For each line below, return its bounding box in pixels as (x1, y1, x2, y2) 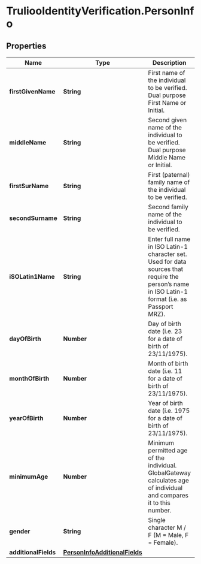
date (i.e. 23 (148, 327, 182, 335)
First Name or (148, 99, 187, 107)
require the (148, 273, 179, 281)
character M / (148, 523, 187, 532)
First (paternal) (148, 171, 190, 179)
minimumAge (9, 472, 48, 481)
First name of (148, 69, 185, 77)
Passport (148, 303, 173, 310)
